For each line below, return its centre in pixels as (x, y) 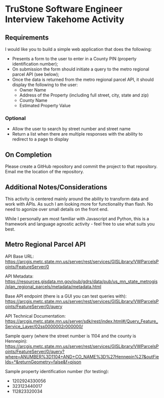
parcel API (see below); (36, 74)
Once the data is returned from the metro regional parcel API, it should (83, 80)
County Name (33, 100)
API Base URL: (20, 256)
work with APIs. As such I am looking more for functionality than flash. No (79, 204)
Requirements (27, 37)
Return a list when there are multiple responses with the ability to (77, 134)
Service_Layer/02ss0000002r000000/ (44, 326)
